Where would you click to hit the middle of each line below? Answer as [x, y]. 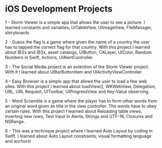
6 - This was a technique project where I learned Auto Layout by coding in [79, 131]
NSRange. [15, 121]
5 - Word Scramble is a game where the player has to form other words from [81, 101]
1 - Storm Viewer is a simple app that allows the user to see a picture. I [75, 22]
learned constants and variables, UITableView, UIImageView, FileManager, [79, 27]
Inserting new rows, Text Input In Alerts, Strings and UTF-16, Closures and [79, 116]
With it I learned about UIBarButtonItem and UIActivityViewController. [74, 72]
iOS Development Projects [59, 9]
